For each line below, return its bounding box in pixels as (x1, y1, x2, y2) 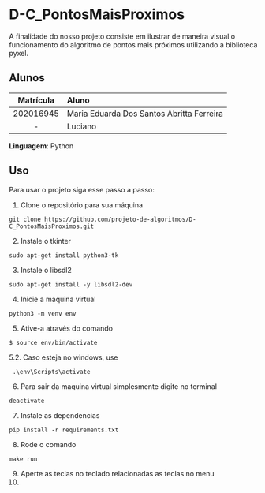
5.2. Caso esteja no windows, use (9, 353, 118, 362)
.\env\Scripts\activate (12, 368, 91, 375)
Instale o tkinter (20, 236, 72, 245)
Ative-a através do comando (20, 323, 114, 333)
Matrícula (17, 95, 54, 106)
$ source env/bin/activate (9, 338, 98, 346)
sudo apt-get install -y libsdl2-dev (9, 280, 133, 289)
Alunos (9, 71, 46, 84)
